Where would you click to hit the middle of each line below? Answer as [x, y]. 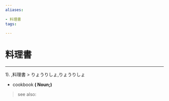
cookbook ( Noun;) [32, 85]
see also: [27, 94]
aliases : [14, 10]
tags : [11, 24]
